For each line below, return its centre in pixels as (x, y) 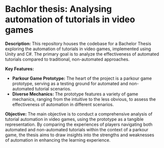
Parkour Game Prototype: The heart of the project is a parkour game (82, 78)
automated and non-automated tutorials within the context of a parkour (77, 129)
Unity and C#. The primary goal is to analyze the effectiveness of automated (82, 54)
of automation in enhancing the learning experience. (58, 140)
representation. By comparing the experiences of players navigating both (79, 124)
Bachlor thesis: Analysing (59, 9)
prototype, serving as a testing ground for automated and (70, 83)
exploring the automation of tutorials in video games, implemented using (78, 49)
